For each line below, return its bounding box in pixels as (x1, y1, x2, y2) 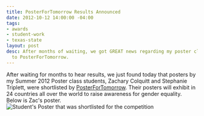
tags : (6, 20, 20, 26)
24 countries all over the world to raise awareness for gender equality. (6, 90, 182, 97)
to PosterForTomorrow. (12, 54, 69, 60)
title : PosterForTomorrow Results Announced (6, 9, 121, 15)
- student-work (6, 32, 45, 38)
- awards (6, 26, 29, 32)
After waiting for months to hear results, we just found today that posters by (6, 70, 196, 78)
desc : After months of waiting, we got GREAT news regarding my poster (6, 49, 191, 55)
